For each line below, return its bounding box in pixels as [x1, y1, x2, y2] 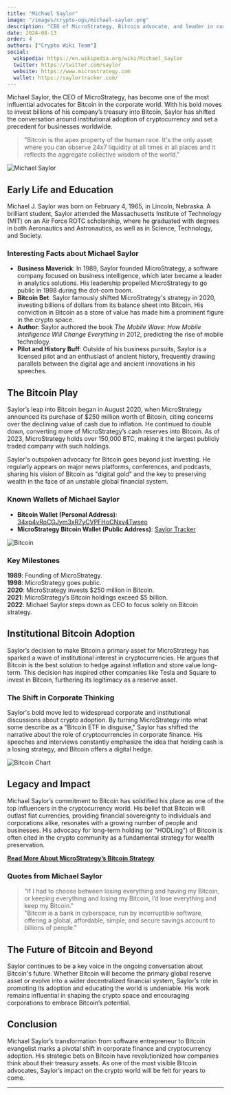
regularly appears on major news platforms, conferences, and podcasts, [7, 463, 212, 471]
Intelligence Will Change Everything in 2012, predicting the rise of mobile [16, 331, 223, 339]
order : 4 [7, 36, 32, 43]
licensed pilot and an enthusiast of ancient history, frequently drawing [16, 353, 215, 361]
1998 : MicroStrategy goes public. [7, 578, 102, 586]
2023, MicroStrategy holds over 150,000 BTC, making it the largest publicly [7, 435, 220, 443]
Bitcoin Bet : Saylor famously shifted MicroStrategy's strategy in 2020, [16, 294, 216, 302]
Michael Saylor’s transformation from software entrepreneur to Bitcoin [7, 1036, 206, 1045]
